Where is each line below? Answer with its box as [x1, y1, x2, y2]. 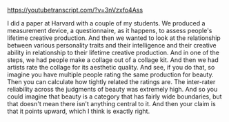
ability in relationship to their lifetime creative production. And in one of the [7, 48, 219, 57]
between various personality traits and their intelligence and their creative [7, 41, 217, 49]
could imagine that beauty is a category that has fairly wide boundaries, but [7, 92, 222, 101]
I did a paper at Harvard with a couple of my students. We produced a [7, 19, 206, 27]
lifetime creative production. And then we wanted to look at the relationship [7, 34, 221, 42]
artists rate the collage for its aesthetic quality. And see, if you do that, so [7, 63, 215, 71]
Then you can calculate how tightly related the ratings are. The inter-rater [7, 78, 216, 85]
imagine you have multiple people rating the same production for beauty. [7, 70, 214, 79]
